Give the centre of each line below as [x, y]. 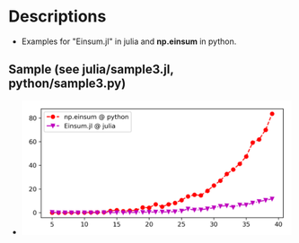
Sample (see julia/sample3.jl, [91, 69]
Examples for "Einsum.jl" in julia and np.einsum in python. [129, 41]
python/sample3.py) [67, 84]
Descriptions [57, 17]
